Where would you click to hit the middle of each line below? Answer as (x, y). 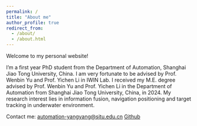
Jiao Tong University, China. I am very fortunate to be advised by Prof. (91, 74)
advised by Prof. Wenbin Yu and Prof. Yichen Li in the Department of (89, 86)
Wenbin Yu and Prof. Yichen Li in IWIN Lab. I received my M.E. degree (91, 80)
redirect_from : (25, 28)
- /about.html (29, 39)
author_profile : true (33, 22)
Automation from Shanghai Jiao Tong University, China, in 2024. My (88, 93)
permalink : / (22, 12)
